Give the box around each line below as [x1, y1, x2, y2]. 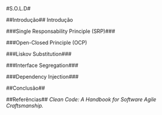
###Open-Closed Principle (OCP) [6, 39, 87, 46]
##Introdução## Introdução [6, 16, 73, 23]
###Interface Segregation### [6, 62, 79, 69]
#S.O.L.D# [6, 5, 31, 12]
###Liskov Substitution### [6, 50, 72, 58]
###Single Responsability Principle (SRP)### [6, 28, 116, 35]
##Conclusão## [6, 84, 45, 92]
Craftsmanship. [6, 102, 44, 109]
